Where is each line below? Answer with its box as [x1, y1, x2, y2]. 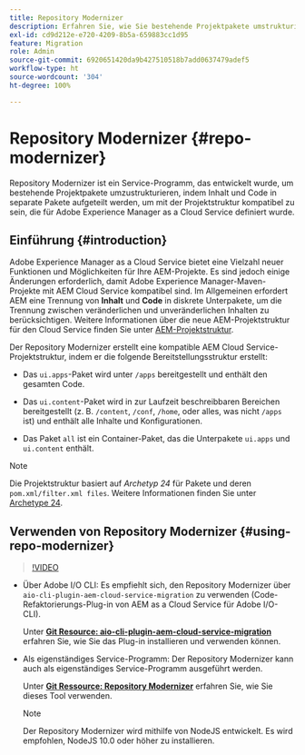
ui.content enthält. [22, 442, 94, 454]
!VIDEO [31, 562, 59, 573]
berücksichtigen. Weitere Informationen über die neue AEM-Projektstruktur [9, 314, 290, 325]
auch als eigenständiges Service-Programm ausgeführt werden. [22, 663, 263, 674]
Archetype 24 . [9, 497, 64, 509]
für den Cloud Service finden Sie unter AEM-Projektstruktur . [9, 324, 234, 335]
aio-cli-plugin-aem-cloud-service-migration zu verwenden [22, 590, 250, 601]
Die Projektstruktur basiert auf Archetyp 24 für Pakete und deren [9, 478, 252, 489]
